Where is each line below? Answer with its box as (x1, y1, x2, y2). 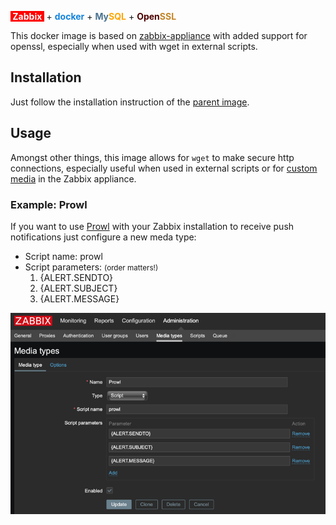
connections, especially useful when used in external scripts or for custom (10, 162, 318, 174)
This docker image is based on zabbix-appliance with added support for (10, 30, 308, 41)
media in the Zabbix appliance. (10, 172, 137, 185)
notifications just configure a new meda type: (10, 231, 197, 243)
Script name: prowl (24, 250, 103, 262)
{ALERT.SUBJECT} (39, 282, 118, 294)
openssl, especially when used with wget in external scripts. (10, 41, 258, 52)
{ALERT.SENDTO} (39, 271, 114, 283)
